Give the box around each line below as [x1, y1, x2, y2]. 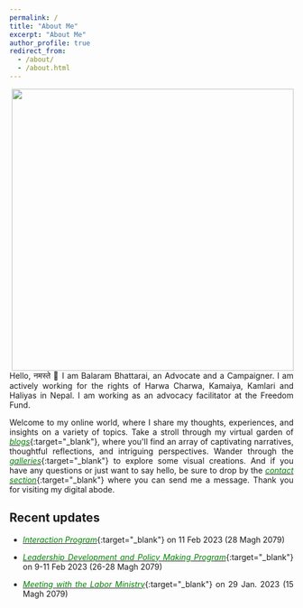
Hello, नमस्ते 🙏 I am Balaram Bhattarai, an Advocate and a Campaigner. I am [9, 370, 294, 381]
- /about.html [17, 64, 70, 73]
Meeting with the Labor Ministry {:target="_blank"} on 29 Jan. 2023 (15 [22, 578, 294, 589]
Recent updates [9, 511, 101, 526]
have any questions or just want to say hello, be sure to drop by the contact [9, 465, 294, 475]
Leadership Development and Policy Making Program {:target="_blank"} [22, 551, 294, 562]
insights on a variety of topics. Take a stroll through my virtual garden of [9, 426, 294, 438]
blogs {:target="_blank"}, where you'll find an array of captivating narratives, [9, 436, 294, 447]
